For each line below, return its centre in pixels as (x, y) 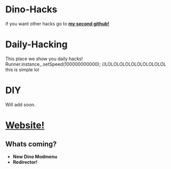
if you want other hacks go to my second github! (57, 24)
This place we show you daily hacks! (44, 59)
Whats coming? (31, 144)
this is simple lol (22, 69)
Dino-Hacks (31, 10)
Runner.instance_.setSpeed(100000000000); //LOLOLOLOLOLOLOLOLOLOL (86, 64)
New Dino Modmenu (35, 156)
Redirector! (25, 162)
